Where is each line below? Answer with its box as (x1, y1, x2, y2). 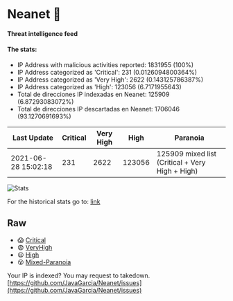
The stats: (7, 45, 37, 54)
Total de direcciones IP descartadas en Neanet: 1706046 (17, 104, 180, 113)
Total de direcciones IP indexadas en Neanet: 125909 (17, 90, 170, 98)
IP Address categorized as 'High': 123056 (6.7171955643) (17, 82, 182, 91)
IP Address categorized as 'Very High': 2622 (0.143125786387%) (17, 75, 204, 84)
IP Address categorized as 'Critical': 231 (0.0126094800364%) (17, 68, 198, 76)
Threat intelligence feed (7, 29, 78, 37)
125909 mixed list (156, 149, 217, 158)
